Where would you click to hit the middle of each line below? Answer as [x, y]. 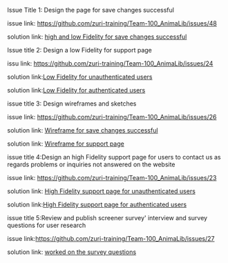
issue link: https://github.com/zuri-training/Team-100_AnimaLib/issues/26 [112, 117]
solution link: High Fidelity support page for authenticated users [97, 204]
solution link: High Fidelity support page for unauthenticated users [101, 191]
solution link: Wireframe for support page [66, 144]
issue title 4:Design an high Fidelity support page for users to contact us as [114, 157]
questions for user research [47, 225]
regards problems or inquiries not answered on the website [91, 164]
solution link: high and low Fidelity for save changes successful [97, 37]
